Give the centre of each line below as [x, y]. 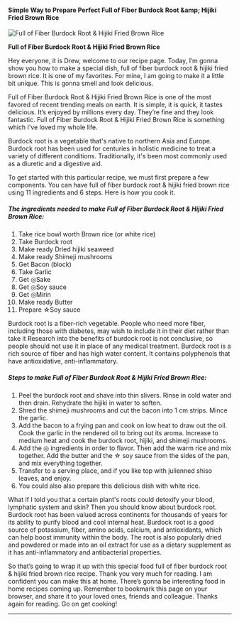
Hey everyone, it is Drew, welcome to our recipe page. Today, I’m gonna [113, 61]
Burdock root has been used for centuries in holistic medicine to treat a [112, 148]
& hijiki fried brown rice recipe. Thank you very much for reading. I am [110, 574]
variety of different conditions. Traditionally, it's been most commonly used [118, 156]
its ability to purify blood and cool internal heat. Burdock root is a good [111, 523]
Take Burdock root [45, 242]
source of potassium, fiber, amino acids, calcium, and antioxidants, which [115, 530]
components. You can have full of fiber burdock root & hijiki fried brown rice [119, 185]
